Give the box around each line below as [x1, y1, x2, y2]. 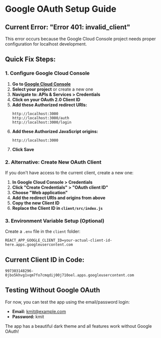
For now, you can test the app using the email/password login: [5, 299, 130, 305]
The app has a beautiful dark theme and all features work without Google [5, 323, 152, 329]
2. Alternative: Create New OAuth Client [5, 158, 101, 165]
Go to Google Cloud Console [12, 81, 71, 87]
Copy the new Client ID [12, 200, 60, 206]
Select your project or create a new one [12, 86, 94, 92]
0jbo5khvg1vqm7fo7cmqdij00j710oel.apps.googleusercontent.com [5, 273, 134, 278]
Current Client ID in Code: [5, 255, 84, 264]
